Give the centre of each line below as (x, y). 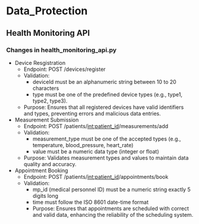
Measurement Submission (47, 120)
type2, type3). (50, 101)
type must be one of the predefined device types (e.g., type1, (108, 94)
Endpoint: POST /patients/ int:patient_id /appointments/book (96, 176)
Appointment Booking (41, 170)
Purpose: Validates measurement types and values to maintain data (106, 158)
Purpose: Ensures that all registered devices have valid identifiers (104, 107)
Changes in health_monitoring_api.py (61, 50)
